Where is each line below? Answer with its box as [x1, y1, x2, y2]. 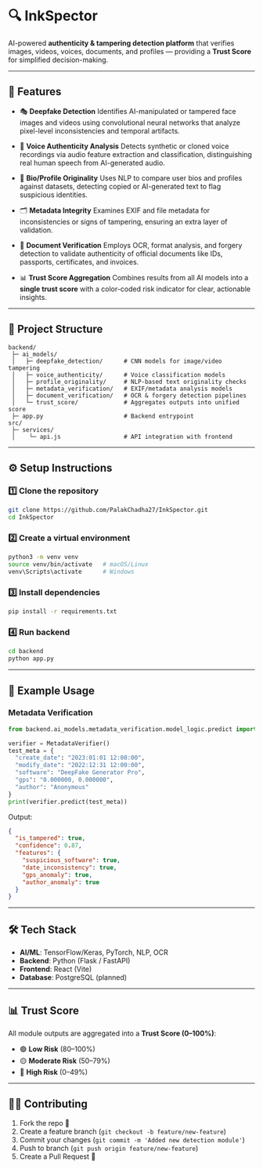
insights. [19, 292, 47, 301]
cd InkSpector [8, 513, 55, 521]
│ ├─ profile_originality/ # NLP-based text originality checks [11, 378, 247, 385]
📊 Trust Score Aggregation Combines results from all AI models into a [19, 272, 249, 282]
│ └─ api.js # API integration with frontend [11, 433, 233, 440]
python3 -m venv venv [8, 553, 79, 561]
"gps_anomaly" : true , [22, 871, 92, 879]
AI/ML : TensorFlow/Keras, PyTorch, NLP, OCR [19, 948, 168, 957]
